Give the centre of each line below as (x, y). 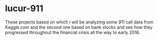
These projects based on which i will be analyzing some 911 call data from (79, 22)
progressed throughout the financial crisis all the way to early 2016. (73, 32)
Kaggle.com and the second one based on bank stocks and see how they (79, 27)
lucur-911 (24, 9)
